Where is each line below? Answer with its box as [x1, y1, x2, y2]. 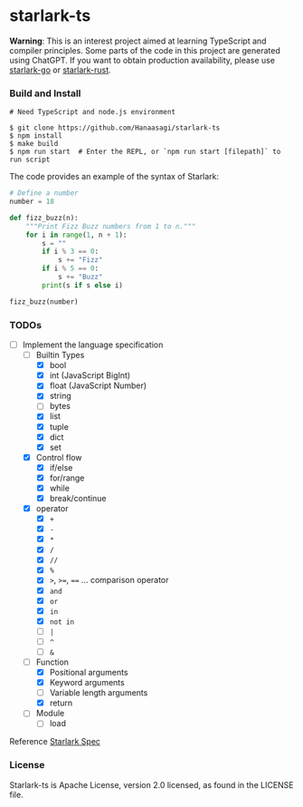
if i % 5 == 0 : [42, 264, 99, 273]
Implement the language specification [22, 339, 164, 350]
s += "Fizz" [57, 256, 103, 265]
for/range [49, 472, 85, 483]
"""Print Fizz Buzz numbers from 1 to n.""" [25, 221, 196, 231]
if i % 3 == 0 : [42, 247, 99, 257]
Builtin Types [35, 350, 85, 361]
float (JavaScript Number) [49, 380, 147, 391]
